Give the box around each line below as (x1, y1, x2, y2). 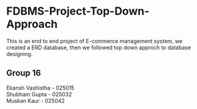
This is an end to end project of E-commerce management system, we (6, 37, 183, 44)
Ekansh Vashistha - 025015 (6, 84, 75, 91)
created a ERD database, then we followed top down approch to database (6, 44, 192, 51)
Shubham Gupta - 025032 (6, 90, 72, 98)
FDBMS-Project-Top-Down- (6, 4, 150, 18)
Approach (6, 17, 58, 31)
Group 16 (6, 68, 41, 79)
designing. (6, 50, 33, 57)
